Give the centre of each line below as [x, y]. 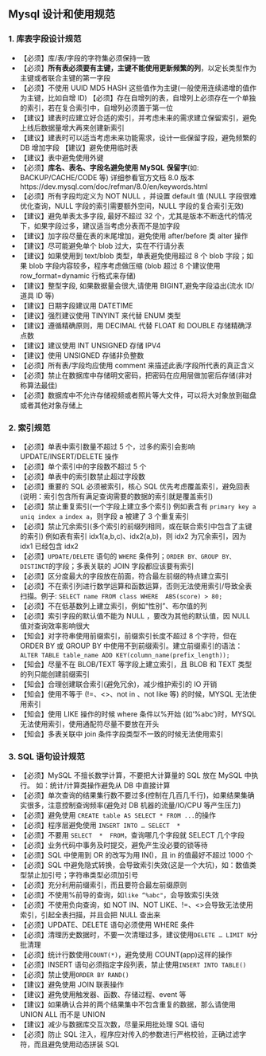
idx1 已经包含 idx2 [49, 546]
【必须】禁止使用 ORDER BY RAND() [74, 975]
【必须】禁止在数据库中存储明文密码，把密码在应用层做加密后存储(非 [132, 375]
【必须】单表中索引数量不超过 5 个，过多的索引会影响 [107, 446]
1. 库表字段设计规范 [45, 39]
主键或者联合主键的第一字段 [65, 77]
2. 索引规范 [29, 427]
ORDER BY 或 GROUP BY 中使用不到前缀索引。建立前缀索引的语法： [131, 646]
